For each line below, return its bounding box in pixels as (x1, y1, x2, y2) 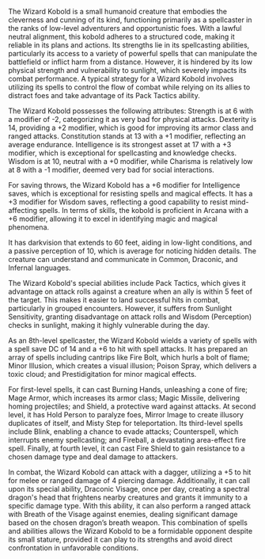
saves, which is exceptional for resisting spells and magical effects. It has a (8, 189, 253, 198)
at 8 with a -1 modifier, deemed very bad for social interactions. (8, 165, 215, 174)
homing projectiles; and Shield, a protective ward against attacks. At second (8, 401, 256, 411)
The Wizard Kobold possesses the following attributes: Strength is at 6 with (8, 106, 254, 116)
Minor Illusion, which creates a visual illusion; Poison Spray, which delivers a (8, 361, 257, 371)
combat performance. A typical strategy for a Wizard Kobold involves (8, 74, 234, 83)
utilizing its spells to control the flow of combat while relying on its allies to (8, 82, 251, 92)
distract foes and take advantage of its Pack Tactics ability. (8, 91, 200, 100)
